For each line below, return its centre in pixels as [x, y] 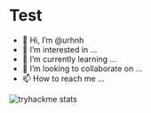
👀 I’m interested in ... [60, 49]
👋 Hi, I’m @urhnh [53, 40]
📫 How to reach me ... [63, 78]
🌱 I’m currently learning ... [69, 59]
